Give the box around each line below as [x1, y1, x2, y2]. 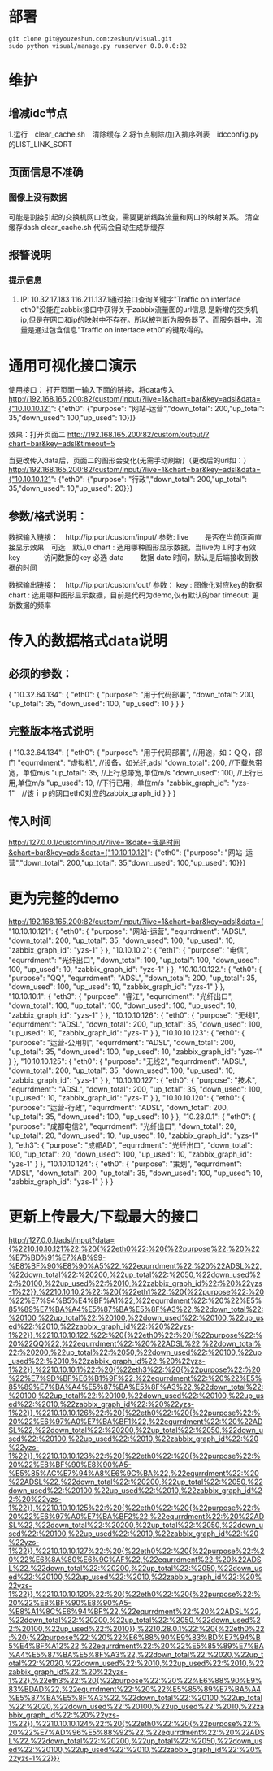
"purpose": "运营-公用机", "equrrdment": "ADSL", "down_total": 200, [8, 1037, 236, 1047]
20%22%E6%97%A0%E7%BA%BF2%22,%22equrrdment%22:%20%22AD [8, 1511, 265, 1521]
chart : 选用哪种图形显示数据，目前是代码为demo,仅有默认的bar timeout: [8, 590, 250, 600]
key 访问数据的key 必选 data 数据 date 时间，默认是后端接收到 [8, 553, 252, 562]
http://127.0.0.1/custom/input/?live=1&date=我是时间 [8, 837, 181, 847]
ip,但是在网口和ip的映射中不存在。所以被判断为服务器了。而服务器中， [19, 315, 256, 325]
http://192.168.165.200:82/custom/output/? [67, 430, 210, 440]
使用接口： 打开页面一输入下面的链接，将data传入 [8, 385, 175, 395]
